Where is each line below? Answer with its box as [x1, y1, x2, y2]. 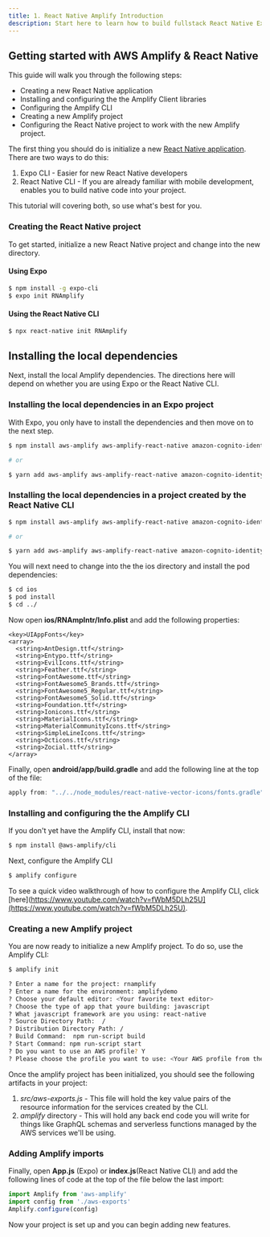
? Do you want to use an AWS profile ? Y [8, 1047, 146, 1055]
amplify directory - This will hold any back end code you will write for [19, 1111, 250, 1120]
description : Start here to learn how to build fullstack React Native [8, 19, 253, 27]
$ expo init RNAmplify [8, 291, 84, 300]
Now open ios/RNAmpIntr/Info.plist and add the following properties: [8, 614, 240, 624]
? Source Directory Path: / [8, 1017, 106, 1025]
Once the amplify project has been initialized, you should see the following [8, 1069, 255, 1079]
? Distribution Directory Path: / [8, 1025, 125, 1034]
